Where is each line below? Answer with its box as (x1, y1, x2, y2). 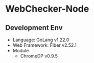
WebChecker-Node (5, 3, 89, 15)
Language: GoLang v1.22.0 (12, 37, 69, 43)
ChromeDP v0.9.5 (20, 53, 58, 59)
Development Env (5, 23, 63, 32)
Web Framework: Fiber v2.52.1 (12, 42, 77, 48)
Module (12, 48, 29, 53)
